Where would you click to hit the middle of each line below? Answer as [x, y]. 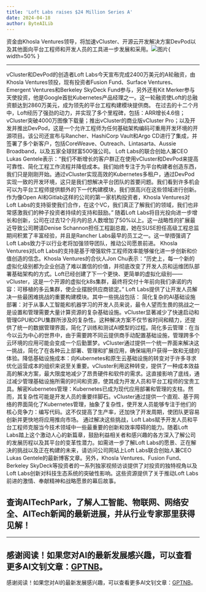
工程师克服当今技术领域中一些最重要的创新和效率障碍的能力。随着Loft [100, 428]
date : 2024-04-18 [29, 18]
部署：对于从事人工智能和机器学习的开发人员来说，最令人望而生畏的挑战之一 [103, 305]
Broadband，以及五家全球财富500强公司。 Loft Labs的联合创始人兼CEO [97, 152]
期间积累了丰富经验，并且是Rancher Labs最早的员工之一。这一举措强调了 [99, 236]
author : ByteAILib [30, 23]
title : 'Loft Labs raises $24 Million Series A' [70, 12]
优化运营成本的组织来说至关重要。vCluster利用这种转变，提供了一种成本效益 [103, 366]
